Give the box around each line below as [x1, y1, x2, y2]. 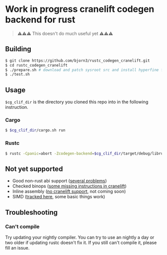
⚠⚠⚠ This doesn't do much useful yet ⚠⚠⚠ [17, 30, 113, 36]
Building [5, 45, 31, 53]
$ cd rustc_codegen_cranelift [5, 63, 68, 68]
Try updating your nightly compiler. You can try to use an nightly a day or [5, 234, 155, 240]
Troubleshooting [5, 208, 58, 217]
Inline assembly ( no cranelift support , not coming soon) [12, 188, 126, 194]
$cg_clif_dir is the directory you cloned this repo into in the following [5, 99, 149, 105]
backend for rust [5, 14, 76, 25]
